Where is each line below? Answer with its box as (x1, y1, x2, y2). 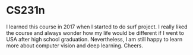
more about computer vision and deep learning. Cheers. (6, 42, 144, 49)
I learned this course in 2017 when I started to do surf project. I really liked (6, 23, 188, 30)
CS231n (6, 4, 46, 17)
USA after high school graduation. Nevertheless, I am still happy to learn (6, 35, 183, 43)
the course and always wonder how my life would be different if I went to (6, 29, 184, 36)
